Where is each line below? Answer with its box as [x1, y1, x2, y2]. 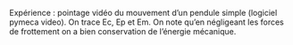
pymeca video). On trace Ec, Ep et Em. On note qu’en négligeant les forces [9, 17, 284, 27]
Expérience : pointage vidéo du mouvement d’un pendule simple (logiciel [9, 8, 278, 18]
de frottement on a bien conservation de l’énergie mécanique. [9, 26, 237, 36]
